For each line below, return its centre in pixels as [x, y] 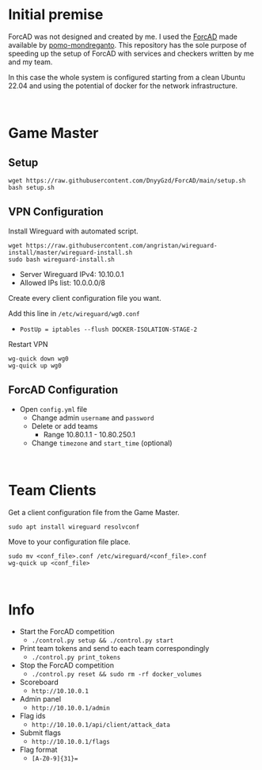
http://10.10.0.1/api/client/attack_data [101, 725]
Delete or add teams [65, 425]
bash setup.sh [32, 187]
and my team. [30, 62]
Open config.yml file [53, 409]
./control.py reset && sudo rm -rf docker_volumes [117, 675]
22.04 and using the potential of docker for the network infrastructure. [123, 86]
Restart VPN [28, 344]
